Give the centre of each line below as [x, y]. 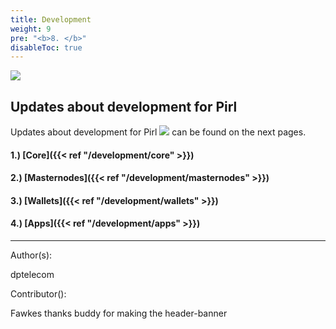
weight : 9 [31, 29]
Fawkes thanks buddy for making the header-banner [119, 313]
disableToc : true [46, 47]
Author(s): [31, 255]
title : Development [51, 19]
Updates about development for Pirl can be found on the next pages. [158, 132]
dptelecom [32, 275]
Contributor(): [38, 294]
